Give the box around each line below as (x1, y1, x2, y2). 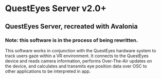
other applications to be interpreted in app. (5, 68, 91, 74)
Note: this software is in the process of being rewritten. (5, 37, 138, 44)
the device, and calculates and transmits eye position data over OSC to (5, 63, 147, 69)
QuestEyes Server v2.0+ (5, 3, 107, 14)
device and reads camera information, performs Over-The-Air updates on (5, 58, 152, 63)
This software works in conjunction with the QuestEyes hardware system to (5, 47, 157, 53)
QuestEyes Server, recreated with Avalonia (5, 22, 138, 31)
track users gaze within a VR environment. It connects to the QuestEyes (5, 53, 149, 59)
